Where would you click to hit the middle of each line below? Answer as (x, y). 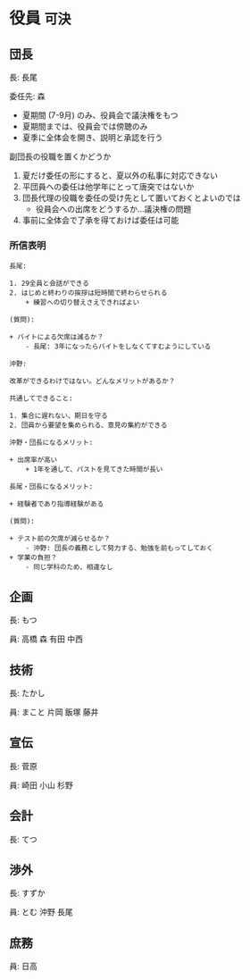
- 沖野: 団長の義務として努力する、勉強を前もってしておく (119, 549)
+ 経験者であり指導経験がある (57, 504)
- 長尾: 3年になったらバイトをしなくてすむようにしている (118, 347)
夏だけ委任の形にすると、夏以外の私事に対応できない (120, 176)
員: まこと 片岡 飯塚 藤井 (54, 712)
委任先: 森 (27, 96)
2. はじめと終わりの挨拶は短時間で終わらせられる (88, 293)
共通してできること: (41, 398)
